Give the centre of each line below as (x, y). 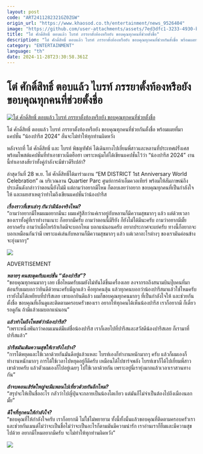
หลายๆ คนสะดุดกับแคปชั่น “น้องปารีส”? (46, 275)
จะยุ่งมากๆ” (18, 240)
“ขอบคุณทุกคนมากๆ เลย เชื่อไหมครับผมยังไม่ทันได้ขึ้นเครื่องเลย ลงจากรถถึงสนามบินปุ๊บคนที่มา (98, 282)
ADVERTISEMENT (29, 264)
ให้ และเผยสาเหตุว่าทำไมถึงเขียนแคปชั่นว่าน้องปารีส (57, 194)
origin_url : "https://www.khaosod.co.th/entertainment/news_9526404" (96, 23)
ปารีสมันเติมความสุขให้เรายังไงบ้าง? (41, 347)
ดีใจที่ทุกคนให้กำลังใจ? (30, 412)
